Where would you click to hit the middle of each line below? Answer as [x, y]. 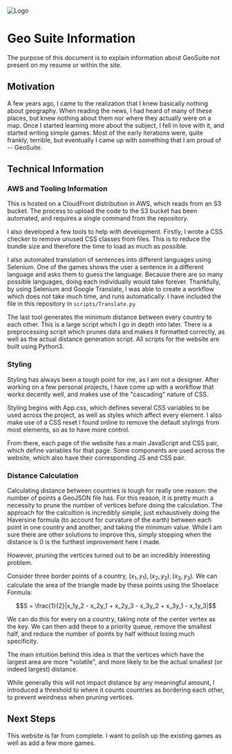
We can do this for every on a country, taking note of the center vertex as [112, 619]
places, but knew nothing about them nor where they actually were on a [109, 118]
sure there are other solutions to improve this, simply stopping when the [109, 534]
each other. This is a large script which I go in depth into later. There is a [110, 325]
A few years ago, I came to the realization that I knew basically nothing [108, 103]
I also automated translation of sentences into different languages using [109, 260]
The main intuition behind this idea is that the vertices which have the [106, 654]
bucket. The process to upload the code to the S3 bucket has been [103, 211]
